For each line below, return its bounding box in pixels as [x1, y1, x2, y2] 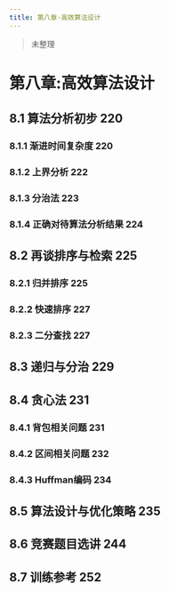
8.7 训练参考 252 [9, 570, 102, 585]
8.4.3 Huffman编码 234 [9, 473, 112, 485]
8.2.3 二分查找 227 [9, 330, 91, 342]
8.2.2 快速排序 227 [9, 303, 91, 316]
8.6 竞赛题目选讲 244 [9, 537, 127, 552]
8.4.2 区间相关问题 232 [9, 447, 109, 460]
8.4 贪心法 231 [9, 392, 90, 407]
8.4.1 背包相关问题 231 [9, 421, 105, 434]
